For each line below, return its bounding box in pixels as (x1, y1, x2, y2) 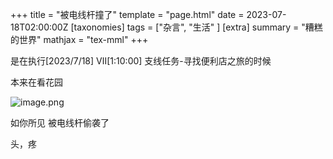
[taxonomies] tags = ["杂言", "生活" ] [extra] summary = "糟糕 (70, 21, 323, 33)
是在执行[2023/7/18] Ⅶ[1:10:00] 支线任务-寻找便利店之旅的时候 (10, 55, 272, 67)
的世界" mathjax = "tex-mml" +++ (10, 34, 149, 45)
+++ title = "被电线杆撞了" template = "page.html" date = (10, 9, 245, 20)
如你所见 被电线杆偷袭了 (10, 117, 110, 128)
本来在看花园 (10, 76, 63, 88)
